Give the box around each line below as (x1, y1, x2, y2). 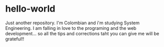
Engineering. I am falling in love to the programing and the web (5, 25, 137, 31)
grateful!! (5, 36, 24, 42)
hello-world (5, 3, 56, 15)
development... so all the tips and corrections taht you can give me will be (5, 30, 159, 36)
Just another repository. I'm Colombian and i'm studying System (5, 20, 140, 26)
